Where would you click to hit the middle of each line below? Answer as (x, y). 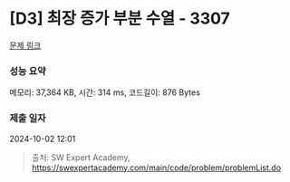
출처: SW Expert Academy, (81, 157)
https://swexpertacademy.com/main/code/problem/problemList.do (156, 168)
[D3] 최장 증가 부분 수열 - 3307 (120, 19)
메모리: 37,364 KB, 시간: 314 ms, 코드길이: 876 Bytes (105, 92)
